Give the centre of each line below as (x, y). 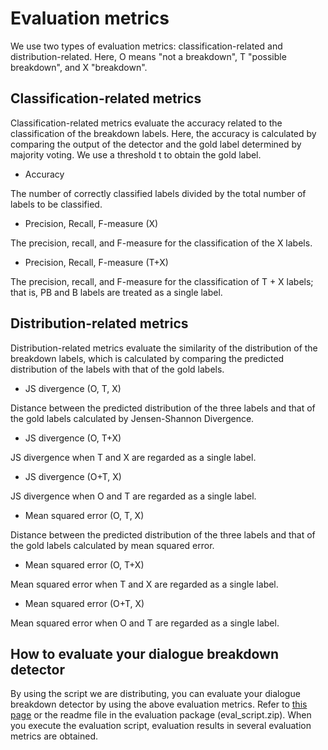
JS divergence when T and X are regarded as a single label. (133, 457)
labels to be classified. (56, 204)
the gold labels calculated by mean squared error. (112, 545)
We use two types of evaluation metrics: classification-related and (146, 46)
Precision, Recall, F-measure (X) (91, 223)
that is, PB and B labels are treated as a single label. (116, 292)
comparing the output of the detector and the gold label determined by (156, 144)
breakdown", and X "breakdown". (79, 67)
